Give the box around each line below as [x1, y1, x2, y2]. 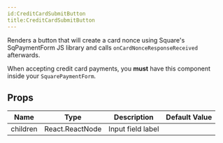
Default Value [166, 112, 213, 122]
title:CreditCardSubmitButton [7, 17, 96, 24]
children [10, 124, 38, 134]
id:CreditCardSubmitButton [7, 10, 86, 17]
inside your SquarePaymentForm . [7, 71, 96, 80]
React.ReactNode [44, 124, 102, 134]
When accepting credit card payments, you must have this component [7, 64, 211, 73]
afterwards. [7, 50, 41, 59]
